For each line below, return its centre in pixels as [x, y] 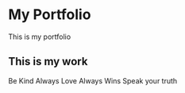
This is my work [48, 62]
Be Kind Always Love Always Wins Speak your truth [93, 80]
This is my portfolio [40, 37]
